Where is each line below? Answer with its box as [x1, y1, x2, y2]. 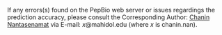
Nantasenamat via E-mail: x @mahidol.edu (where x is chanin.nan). [7, 21, 198, 28]
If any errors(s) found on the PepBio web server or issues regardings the [7, 6, 216, 14]
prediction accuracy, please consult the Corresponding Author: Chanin [7, 13, 210, 21]
